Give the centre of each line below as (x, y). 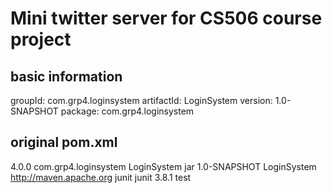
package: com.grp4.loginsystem (127, 111)
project (41, 39)
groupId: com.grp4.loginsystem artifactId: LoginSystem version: (141, 100)
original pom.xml (64, 142)
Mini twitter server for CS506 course (166, 18)
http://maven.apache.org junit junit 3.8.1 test (101, 177)
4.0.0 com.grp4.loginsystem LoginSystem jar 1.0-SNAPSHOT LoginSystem (163, 166)
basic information (66, 76)
